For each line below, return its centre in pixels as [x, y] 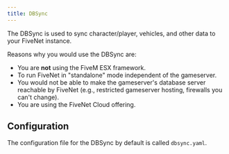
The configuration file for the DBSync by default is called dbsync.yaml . [107, 143]
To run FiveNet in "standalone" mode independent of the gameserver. [117, 75]
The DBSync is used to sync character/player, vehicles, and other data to [111, 33]
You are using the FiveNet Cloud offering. [76, 104]
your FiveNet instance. [40, 41]
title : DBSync [28, 14]
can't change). [38, 97]
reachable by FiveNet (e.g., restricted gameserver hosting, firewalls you [120, 89]
